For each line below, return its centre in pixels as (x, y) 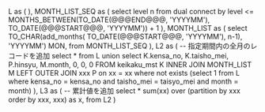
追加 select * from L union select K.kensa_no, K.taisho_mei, (132, 56)
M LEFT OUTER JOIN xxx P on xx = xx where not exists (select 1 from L (124, 73)
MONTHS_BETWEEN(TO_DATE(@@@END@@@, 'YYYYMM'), (109, 20)
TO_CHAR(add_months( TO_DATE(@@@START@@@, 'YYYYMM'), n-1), (125, 36)
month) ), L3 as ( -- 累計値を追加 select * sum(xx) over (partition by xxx (125, 91)
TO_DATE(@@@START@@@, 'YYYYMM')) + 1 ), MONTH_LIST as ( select (128, 28)
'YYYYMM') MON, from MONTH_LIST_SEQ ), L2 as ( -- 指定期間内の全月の (129, 46)
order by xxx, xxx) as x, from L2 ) (62, 99)
